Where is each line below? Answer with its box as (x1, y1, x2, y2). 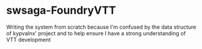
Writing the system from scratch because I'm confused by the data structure (6, 23, 197, 30)
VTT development (6, 36, 51, 43)
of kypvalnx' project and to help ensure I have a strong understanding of (6, 29, 186, 36)
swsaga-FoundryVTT (6, 4, 116, 17)
